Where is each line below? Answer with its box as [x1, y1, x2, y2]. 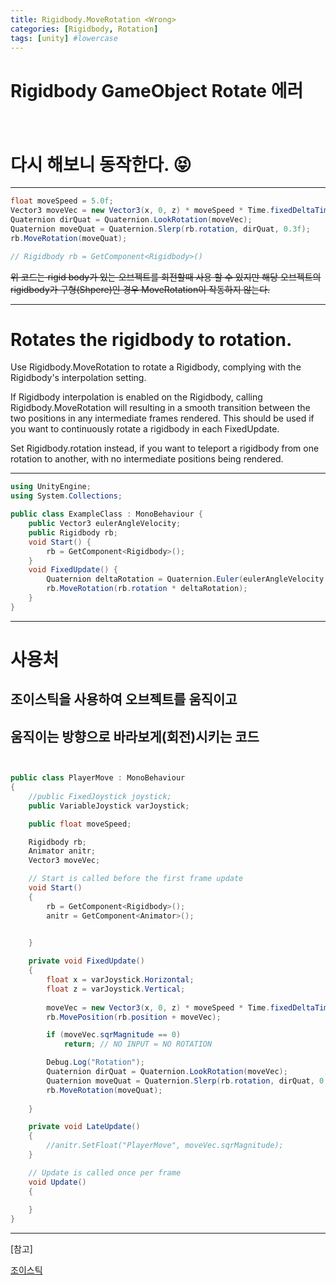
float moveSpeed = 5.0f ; [10, 196, 114, 206]
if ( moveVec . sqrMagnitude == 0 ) [46, 1030, 182, 1040]
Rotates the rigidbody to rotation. [10, 328, 293, 351]
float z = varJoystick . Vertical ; [46, 984, 186, 994]
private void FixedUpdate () [28, 956, 145, 966]
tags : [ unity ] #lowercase [10, 33, 118, 43]
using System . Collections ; [10, 491, 123, 501]
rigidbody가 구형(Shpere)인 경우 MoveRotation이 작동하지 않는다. [10, 283, 271, 295]
